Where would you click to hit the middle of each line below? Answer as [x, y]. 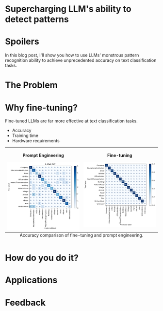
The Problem [31, 85]
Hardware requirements [36, 141]
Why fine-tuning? [41, 107]
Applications [31, 280]
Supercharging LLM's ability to [68, 9]
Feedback [25, 302]
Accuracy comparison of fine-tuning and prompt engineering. [81, 235]
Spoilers [22, 42]
